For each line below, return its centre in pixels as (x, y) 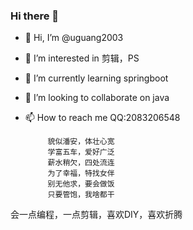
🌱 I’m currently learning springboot (96, 78)
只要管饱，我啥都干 (81, 195)
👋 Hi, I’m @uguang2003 (74, 38)
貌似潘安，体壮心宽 (81, 142)
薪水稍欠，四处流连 (81, 163)
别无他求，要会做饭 (81, 184)
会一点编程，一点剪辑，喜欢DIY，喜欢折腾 (96, 215)
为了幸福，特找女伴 (81, 174)
